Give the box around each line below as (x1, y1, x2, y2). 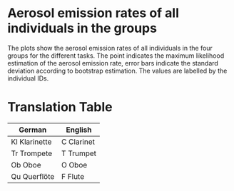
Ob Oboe (11, 160, 41, 170)
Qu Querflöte (11, 171, 55, 181)
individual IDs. (7, 73, 49, 83)
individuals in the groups (7, 20, 157, 36)
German (19, 125, 47, 135)
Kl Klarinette (11, 137, 52, 147)
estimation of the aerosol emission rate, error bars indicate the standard (7, 58, 219, 67)
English (66, 125, 92, 135)
